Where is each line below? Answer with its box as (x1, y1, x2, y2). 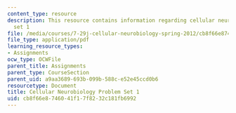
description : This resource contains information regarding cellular (7, 17, 216, 24)
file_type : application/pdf (7, 36, 90, 44)
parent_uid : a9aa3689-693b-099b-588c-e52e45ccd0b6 (7, 75, 159, 83)
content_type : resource (7, 10, 77, 18)
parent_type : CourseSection (7, 69, 90, 76)
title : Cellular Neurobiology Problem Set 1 (7, 88, 140, 95)
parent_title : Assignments (7, 62, 86, 69)
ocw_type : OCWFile (7, 56, 61, 63)
